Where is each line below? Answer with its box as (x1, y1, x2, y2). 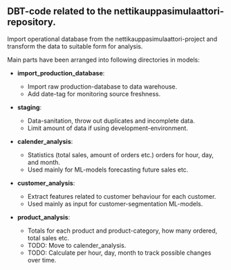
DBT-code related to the (7, 6, 112, 17)
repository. (7, 17, 57, 28)
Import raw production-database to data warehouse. (27, 82, 178, 91)
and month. (27, 158, 61, 166)
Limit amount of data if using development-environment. (27, 124, 188, 132)
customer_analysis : (17, 179, 75, 187)
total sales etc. (27, 233, 70, 242)
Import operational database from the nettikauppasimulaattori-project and (7, 35, 218, 43)
